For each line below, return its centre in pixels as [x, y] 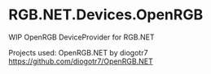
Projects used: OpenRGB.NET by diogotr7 [78, 52]
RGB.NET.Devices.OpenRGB [106, 15]
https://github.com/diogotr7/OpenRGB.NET [81, 61]
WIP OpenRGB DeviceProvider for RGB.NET [81, 37]
